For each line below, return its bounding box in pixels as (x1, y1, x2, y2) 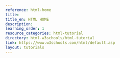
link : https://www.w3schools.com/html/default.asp (5, 40, 115, 45)
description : (5, 21, 33, 27)
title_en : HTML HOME (5, 17, 50, 22)
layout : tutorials (5, 45, 44, 50)
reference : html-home (5, 7, 52, 13)
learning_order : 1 (5, 26, 44, 31)
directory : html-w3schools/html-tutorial (5, 36, 95, 41)
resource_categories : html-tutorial (5, 31, 83, 36)
